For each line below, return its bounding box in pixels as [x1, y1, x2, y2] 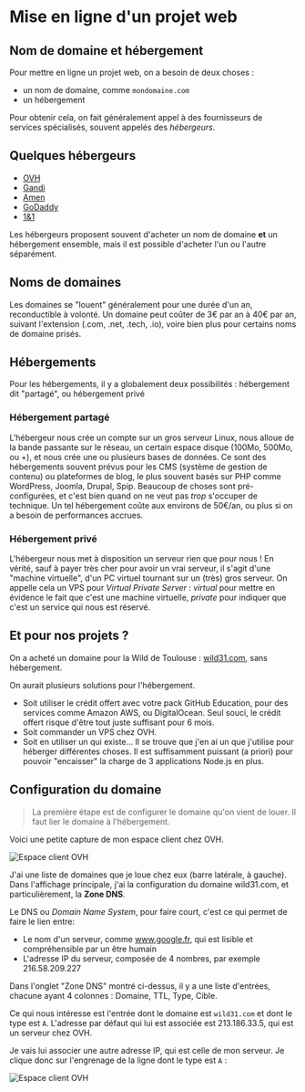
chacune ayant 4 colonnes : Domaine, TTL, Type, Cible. [9, 990, 218, 1001]
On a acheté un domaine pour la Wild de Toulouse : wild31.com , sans [9, 652, 269, 663]
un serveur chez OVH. [9, 1027, 93, 1038]
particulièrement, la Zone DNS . [9, 888, 126, 899]
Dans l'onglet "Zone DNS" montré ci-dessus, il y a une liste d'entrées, [9, 980, 271, 992]
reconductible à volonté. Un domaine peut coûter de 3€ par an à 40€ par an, [9, 309, 297, 320]
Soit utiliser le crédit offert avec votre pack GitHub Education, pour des [22, 697, 289, 709]
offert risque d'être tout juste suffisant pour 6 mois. [22, 717, 216, 728]
